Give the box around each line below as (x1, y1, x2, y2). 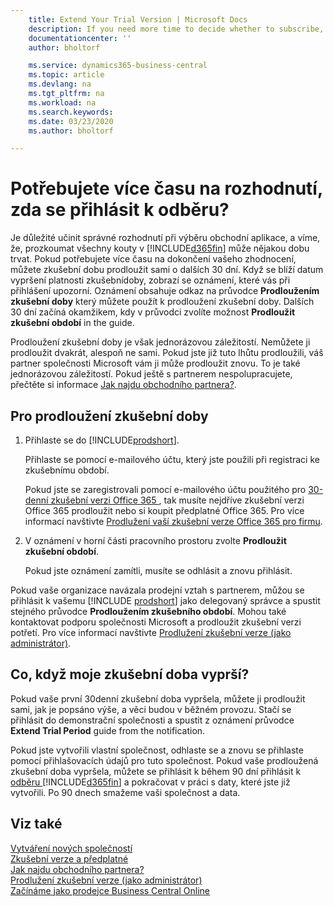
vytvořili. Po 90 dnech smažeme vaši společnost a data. (10, 786, 241, 798)
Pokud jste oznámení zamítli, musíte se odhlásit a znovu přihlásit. (24, 565, 293, 576)
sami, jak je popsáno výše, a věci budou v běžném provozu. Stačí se (10, 703, 292, 715)
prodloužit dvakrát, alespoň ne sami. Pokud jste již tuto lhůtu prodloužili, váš (10, 347, 324, 359)
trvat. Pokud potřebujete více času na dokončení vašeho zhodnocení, (10, 253, 297, 265)
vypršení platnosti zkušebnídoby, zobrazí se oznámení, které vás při (10, 274, 291, 286)
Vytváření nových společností (10, 842, 133, 854)
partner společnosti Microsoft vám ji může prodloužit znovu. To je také (10, 357, 301, 370)
